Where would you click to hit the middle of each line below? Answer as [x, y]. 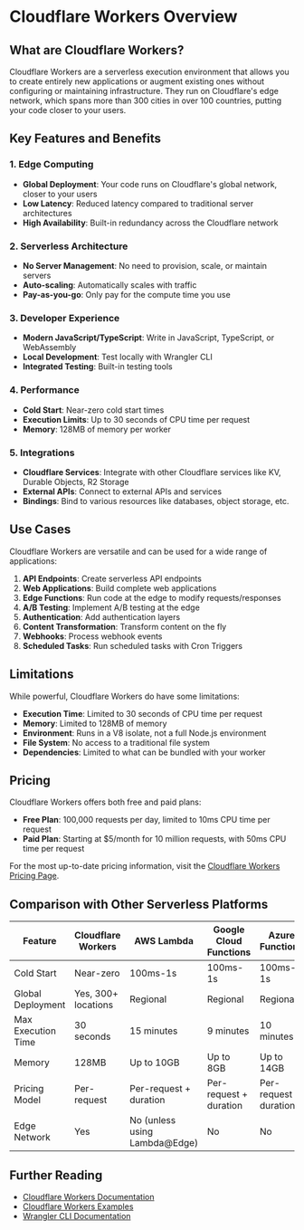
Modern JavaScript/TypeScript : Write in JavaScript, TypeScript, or [148, 338]
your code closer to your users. [68, 110]
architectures [47, 213]
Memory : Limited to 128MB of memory [95, 723]
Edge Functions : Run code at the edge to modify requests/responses [152, 597]
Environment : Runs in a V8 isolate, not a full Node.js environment [144, 733]
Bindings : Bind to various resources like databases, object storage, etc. [156, 501]
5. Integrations [42, 453]
